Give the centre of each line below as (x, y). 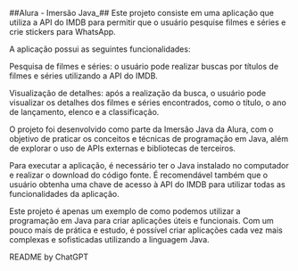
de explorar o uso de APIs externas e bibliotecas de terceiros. (123, 148)
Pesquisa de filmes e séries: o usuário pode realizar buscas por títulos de (144, 66)
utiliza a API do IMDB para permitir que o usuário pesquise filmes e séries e (148, 22)
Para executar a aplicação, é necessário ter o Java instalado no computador (149, 165)
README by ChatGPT (49, 257)
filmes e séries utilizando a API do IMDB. (84, 76)
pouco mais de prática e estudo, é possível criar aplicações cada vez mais (146, 230)
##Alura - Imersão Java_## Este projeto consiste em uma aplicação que (142, 13)
